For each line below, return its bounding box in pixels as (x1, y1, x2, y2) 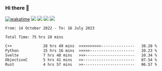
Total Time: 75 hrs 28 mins (5, 35, 64, 40)
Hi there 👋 (5, 4, 30, 11)
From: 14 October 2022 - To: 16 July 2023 (5, 26, 95, 31)
